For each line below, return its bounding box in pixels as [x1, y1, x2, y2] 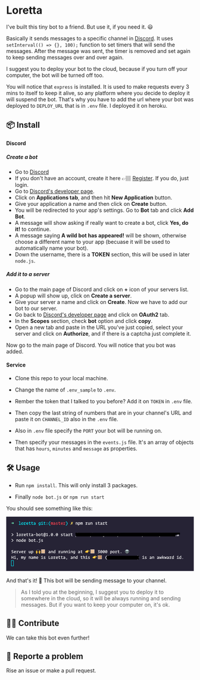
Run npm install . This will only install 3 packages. [14, 481, 138, 488]
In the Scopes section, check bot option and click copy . [14, 317, 153, 324]
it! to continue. [14, 225, 51, 233]
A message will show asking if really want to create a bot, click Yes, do [14, 219, 189, 226]
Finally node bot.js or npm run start [14, 493, 105, 500]
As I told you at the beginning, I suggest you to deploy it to [20, 588, 164, 596]
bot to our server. [14, 305, 58, 312]
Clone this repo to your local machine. [14, 375, 108, 382]
